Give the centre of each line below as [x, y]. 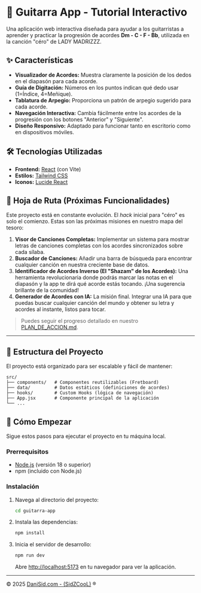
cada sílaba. [30, 252]
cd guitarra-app [35, 511]
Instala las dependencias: [46, 522]
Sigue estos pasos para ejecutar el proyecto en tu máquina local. [86, 436]
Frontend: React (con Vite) [48, 169]
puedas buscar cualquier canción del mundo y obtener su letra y [95, 303]
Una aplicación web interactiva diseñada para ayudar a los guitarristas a [95, 29]
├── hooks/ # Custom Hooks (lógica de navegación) [80, 393]
